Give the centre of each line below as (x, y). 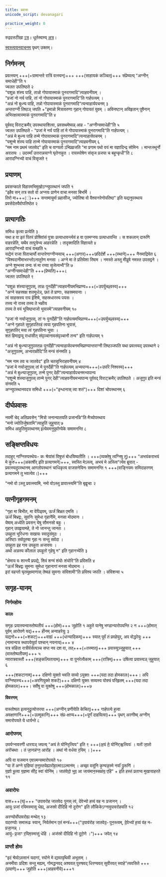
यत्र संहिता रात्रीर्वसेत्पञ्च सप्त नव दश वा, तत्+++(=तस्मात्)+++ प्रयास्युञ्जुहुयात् (68, 648)
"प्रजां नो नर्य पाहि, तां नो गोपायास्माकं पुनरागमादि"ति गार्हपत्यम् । (54, 98)
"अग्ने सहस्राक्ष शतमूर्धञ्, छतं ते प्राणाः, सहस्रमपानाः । (46, 292)
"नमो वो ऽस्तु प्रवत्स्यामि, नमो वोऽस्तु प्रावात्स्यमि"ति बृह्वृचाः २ (50, 483)
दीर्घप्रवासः (16, 406)
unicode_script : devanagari (34, 14)
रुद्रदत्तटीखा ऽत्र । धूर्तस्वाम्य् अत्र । (31, 37)
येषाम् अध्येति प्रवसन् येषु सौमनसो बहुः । (35, 523)
